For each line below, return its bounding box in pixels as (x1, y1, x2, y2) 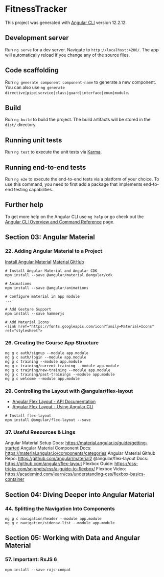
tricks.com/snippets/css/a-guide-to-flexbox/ (5, 466, 95, 472)
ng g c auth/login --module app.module (5, 355, 87, 360)
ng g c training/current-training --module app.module (5, 363, 119, 368)
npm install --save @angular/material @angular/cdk (5, 272, 113, 277)
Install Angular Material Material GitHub (5, 259, 84, 265)
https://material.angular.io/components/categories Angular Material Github (5, 450, 156, 456)
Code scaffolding (5, 66, 59, 74)
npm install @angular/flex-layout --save (5, 418, 91, 422)
